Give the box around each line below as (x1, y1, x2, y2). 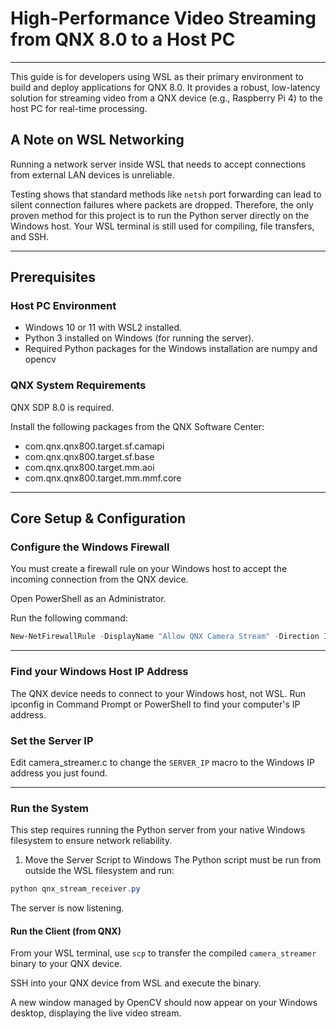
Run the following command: (10, 612, 128, 624)
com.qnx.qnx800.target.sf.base (24, 450, 155, 462)
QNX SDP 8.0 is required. (10, 401, 115, 413)
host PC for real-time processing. (10, 102, 148, 114)
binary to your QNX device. (10, 958, 123, 970)
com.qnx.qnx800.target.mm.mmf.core (24, 472, 182, 484)
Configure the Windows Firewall (10, 540, 170, 554)
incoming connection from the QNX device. (10, 573, 189, 586)
